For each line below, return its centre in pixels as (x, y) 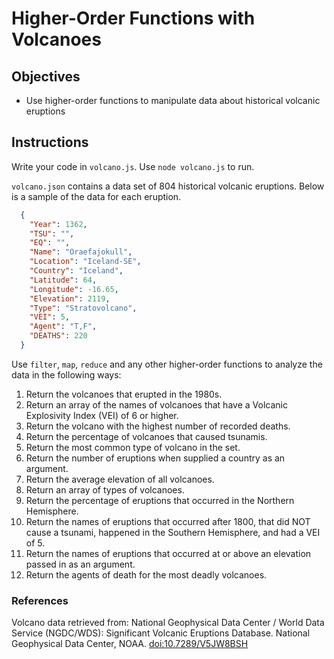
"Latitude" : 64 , (63, 280)
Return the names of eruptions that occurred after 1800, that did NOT (168, 521)
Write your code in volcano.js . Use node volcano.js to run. (133, 166)
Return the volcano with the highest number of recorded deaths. (158, 426)
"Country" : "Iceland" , (76, 271)
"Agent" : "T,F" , (63, 327)
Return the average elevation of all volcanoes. (120, 479)
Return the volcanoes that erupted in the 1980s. (124, 394)
